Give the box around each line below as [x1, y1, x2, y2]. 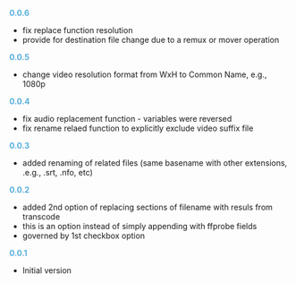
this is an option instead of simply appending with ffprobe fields [21, 221, 258, 231]
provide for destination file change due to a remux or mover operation [21, 35, 280, 45]
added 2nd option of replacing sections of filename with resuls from [21, 202, 273, 212]
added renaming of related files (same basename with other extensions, [21, 158, 288, 168]
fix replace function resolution [21, 25, 133, 35]
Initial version [21, 265, 72, 276]
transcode [21, 211, 61, 222]
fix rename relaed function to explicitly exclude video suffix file [21, 123, 254, 133]
